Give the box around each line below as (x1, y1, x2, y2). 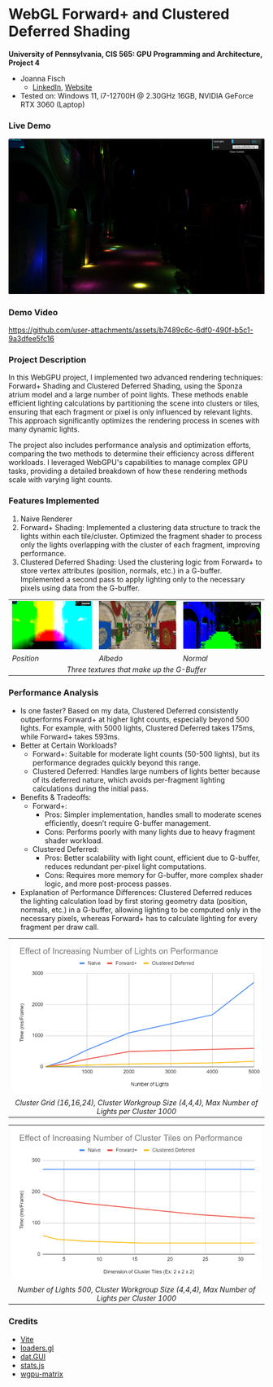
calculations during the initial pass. (32, 783, 149, 793)
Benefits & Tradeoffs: (19, 792, 92, 802)
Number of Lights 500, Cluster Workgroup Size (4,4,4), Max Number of (17, 1284, 256, 1294)
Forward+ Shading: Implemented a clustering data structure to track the (19, 522, 261, 532)
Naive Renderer (19, 514, 73, 524)
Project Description (8, 354, 87, 366)
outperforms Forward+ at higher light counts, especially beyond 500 (19, 714, 249, 724)
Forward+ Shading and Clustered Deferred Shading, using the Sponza (8, 381, 243, 391)
